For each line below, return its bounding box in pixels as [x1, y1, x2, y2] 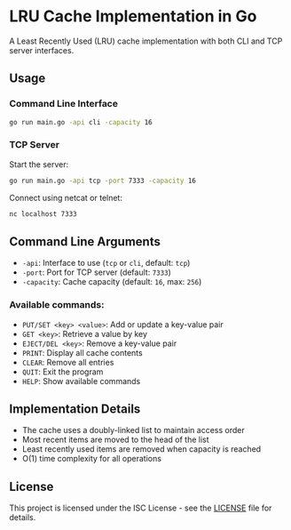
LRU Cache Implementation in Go [9, 6, 257, 27]
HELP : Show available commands [21, 375, 141, 386]
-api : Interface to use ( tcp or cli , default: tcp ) [21, 258, 191, 269]
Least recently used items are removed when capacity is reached [21, 444, 262, 454]
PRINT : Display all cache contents [21, 347, 144, 357]
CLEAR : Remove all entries [21, 357, 114, 367]
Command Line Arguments [9, 234, 161, 249]
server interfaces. [9, 44, 75, 55]
